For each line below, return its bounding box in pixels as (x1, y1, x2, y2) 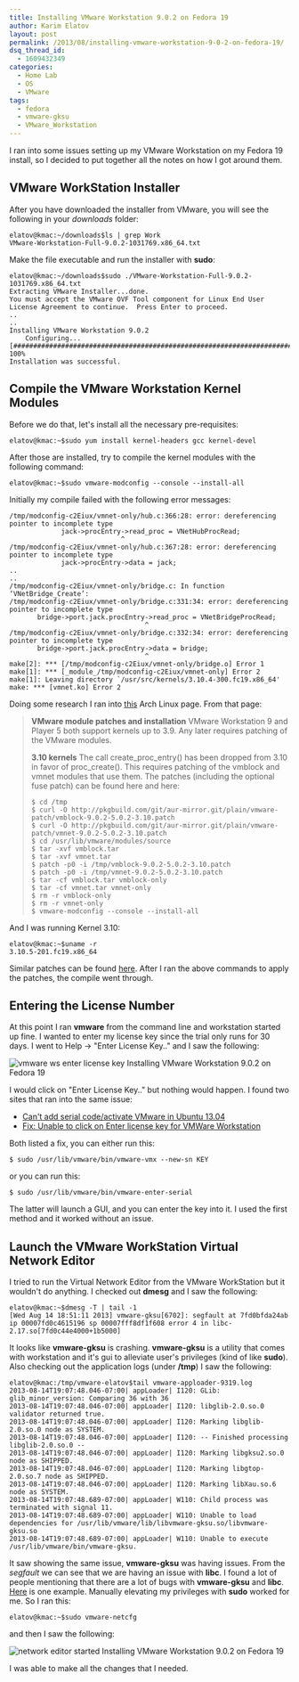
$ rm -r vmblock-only (30, 891, 111, 900)
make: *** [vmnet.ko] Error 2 (9, 682, 122, 691)
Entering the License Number (9, 999, 175, 1014)
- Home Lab (17, 71, 58, 80)
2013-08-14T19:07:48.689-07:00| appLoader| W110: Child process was (9, 1496, 269, 1505)
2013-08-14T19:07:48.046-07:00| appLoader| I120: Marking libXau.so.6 (9, 1480, 277, 1489)
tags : (9, 95, 29, 105)
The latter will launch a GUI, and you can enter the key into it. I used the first (9, 1204, 287, 1214)
